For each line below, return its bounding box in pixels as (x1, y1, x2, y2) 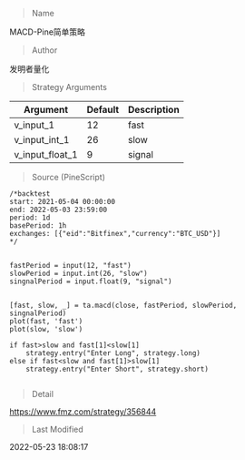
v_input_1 (14, 118, 55, 131)
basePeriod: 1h (9, 221, 67, 230)
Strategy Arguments (31, 82, 107, 92)
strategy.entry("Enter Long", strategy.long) (25, 349, 201, 358)
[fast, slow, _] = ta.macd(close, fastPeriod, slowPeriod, (9, 301, 238, 310)
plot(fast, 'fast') (9, 317, 83, 326)
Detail (31, 389, 54, 399)
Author (31, 45, 58, 56)
